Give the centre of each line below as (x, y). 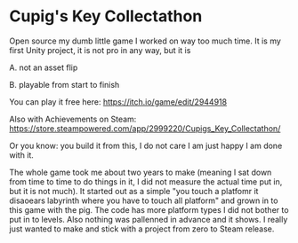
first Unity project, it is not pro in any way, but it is (100, 50)
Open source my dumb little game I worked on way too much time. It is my (145, 41)
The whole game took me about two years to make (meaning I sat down (141, 172)
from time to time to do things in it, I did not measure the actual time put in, (146, 181)
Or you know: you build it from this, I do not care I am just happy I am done (146, 145)
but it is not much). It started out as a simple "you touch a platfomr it (134, 191)
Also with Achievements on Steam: (73, 119)
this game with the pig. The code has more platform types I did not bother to (149, 209)
